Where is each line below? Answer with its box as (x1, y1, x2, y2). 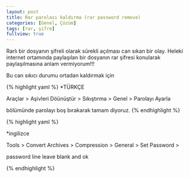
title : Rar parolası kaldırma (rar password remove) (6, 14, 141, 20)
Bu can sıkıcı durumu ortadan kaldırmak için (6, 72, 115, 79)
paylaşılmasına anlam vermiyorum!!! (6, 61, 95, 68)
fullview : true (6, 31, 44, 37)
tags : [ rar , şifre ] (6, 25, 55, 32)
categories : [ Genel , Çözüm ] (6, 20, 77, 26)
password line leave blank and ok (6, 153, 89, 161)
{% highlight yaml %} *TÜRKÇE (6, 83, 85, 90)
